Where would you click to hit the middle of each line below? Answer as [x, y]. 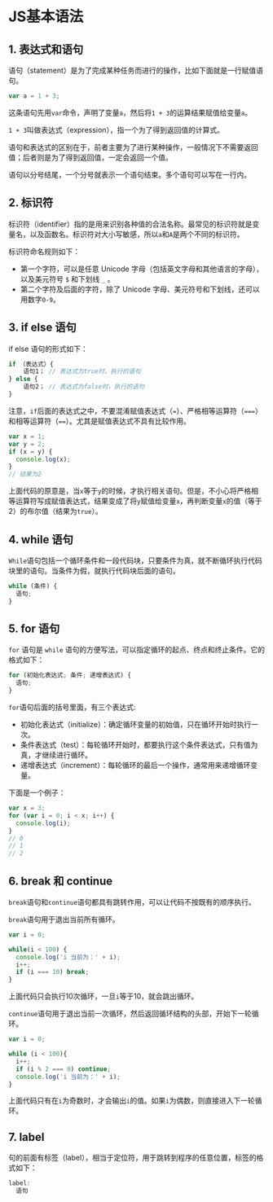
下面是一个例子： [37, 792]
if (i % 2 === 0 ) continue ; [64, 1069]
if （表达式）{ [31, 364]
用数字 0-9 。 [40, 299]
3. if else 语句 [42, 328]
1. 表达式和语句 [46, 49]
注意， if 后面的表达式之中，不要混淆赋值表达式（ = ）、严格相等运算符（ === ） [135, 410]
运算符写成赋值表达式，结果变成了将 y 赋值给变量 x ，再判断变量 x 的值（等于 [139, 501]
